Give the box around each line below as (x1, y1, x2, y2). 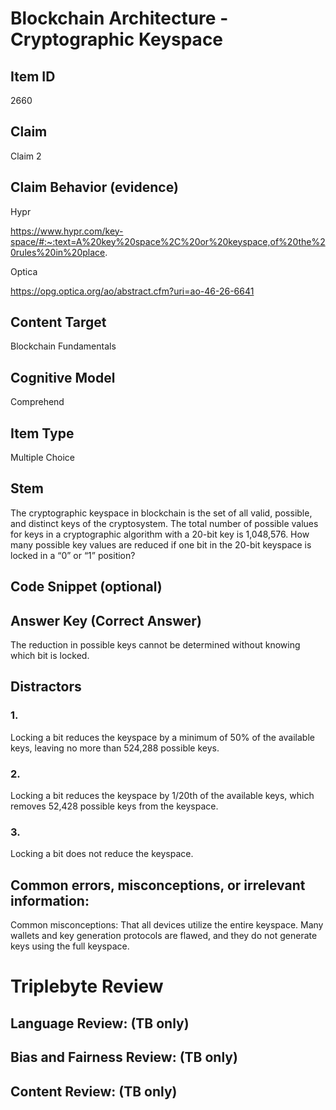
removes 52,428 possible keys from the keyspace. (10, 800, 219, 812)
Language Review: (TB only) (10, 1015, 190, 1032)
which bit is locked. (10, 650, 90, 662)
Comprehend (10, 396, 65, 408)
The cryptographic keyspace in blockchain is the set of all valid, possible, (10, 507, 313, 519)
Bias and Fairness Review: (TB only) (10, 1049, 238, 1066)
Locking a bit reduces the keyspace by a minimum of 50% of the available (10, 731, 315, 743)
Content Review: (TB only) (10, 1083, 178, 1100)
